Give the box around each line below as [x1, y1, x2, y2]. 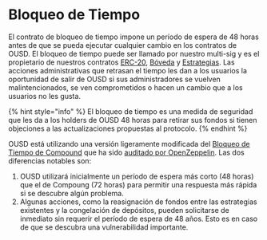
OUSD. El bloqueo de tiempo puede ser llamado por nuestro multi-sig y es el [8, 49, 260, 58]
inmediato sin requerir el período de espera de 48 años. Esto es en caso [19, 214, 258, 223]
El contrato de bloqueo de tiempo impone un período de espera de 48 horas [8, 32, 260, 41]
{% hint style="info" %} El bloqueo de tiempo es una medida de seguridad [8, 106, 253, 116]
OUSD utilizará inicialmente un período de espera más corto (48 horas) [19, 171, 254, 181]
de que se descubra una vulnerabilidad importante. [19, 222, 189, 232]
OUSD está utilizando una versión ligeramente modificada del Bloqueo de [8, 139, 250, 148]
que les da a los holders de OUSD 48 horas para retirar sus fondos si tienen [8, 115, 257, 124]
